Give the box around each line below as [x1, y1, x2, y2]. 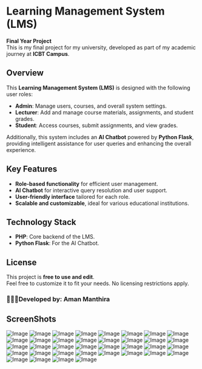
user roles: [6, 90, 33, 98]
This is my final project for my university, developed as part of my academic [6, 44, 196, 51]
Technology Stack [6, 217, 76, 227]
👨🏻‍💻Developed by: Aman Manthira [6, 295, 110, 303]
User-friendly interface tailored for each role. [15, 193, 130, 200]
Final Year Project [6, 37, 52, 44]
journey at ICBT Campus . [6, 50, 70, 57]
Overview [6, 68, 44, 78]
